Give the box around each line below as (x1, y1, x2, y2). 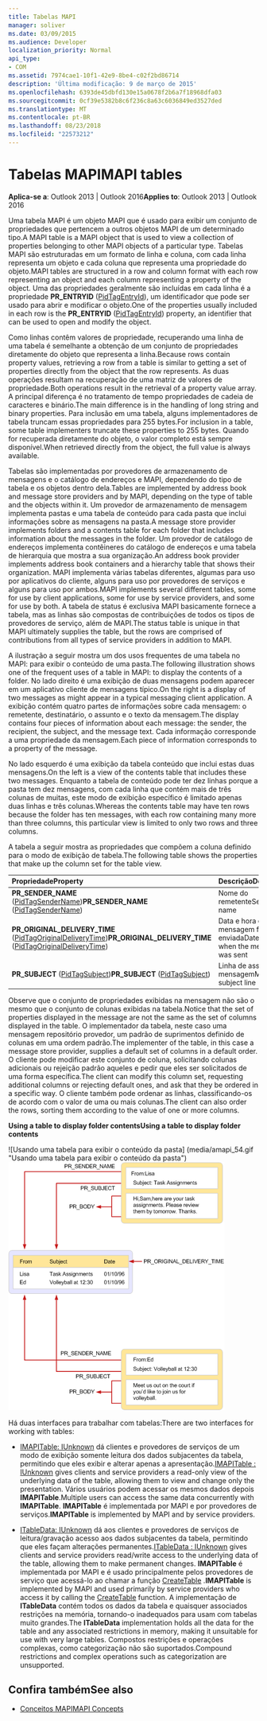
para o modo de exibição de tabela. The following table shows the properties (8, 850, 258, 860)
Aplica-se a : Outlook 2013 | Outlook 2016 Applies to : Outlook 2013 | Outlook (8, 192, 257, 201)
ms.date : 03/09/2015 (8, 29, 77, 37)
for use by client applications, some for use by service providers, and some (8, 592, 255, 602)
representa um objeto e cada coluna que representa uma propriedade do (8, 258, 247, 267)
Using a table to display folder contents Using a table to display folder (8, 1121, 241, 1130)
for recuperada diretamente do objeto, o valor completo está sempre (8, 433, 233, 443)
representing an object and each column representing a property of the (8, 274, 242, 284)
